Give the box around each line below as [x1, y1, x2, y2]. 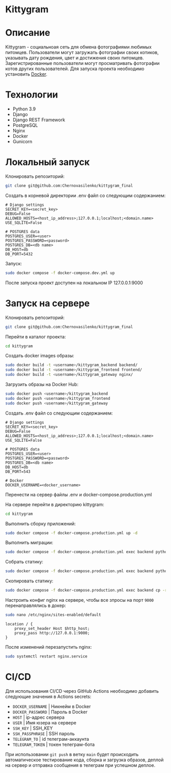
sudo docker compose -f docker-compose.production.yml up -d [5, 530, 138, 535]
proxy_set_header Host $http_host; [14, 626, 90, 631]
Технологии [5, 89, 59, 101]
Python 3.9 [12, 106, 36, 112]
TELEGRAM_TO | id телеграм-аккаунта [12, 736, 89, 742]
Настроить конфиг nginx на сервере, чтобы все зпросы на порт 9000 [5, 597, 154, 603]
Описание [5, 27, 50, 39]
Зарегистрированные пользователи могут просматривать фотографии [5, 60, 160, 66]
